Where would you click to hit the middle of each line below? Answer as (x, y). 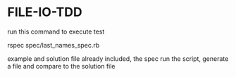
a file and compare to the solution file (61, 66)
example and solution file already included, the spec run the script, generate (118, 58)
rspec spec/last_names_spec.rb (54, 45)
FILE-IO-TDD (45, 12)
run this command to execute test (56, 31)
